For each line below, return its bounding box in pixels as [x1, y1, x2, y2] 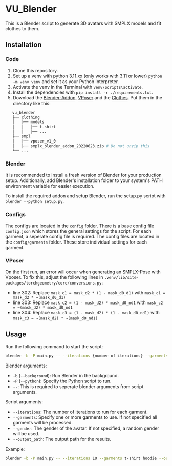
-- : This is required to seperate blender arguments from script [12, 383, 144, 390]
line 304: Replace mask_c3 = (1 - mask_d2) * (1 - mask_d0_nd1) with [12, 310, 160, 316]
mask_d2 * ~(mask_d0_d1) [12, 295, 66, 300]
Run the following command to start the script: [5, 343, 103, 350]
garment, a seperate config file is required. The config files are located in [5, 234, 160, 240]
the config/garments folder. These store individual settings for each [5, 239, 147, 245]
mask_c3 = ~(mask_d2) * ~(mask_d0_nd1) [12, 316, 98, 321]
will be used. [12, 431, 40, 437]
